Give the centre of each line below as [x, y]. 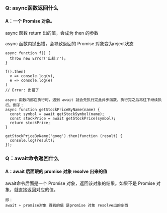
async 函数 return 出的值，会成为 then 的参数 [52, 33]
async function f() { [28, 53]
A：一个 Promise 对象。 [30, 21]
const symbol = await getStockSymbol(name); [57, 114]
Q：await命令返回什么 [32, 158]
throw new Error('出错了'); [38, 59]
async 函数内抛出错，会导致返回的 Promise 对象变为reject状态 [70, 44]
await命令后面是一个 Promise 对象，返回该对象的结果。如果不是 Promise [80, 183]
